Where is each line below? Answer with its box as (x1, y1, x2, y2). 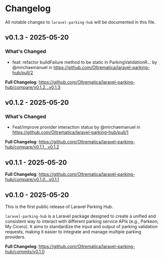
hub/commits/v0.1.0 (5, 248, 45, 255)
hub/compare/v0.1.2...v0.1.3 (5, 84, 61, 90)
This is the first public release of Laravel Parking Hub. (5, 204, 114, 210)
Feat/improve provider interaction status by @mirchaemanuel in (12, 124, 140, 130)
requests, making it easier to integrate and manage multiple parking (5, 229, 141, 235)
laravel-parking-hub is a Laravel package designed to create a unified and (5, 213, 156, 219)
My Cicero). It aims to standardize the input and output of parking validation (5, 223, 158, 229)
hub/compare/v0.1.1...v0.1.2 (5, 144, 60, 150)
